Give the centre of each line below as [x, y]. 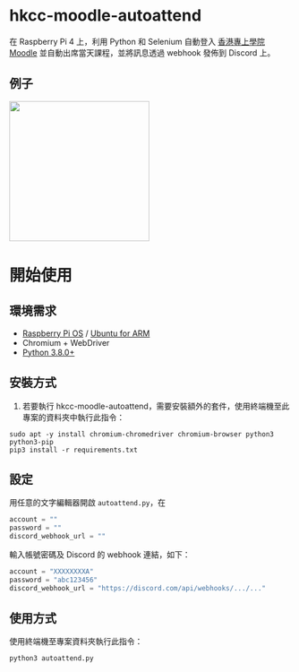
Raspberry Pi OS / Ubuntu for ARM [86, 333]
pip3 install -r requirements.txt [74, 450]
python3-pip [31, 442]
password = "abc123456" [54, 580]
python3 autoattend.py [51, 659]
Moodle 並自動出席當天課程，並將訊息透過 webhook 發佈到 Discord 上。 [142, 52]
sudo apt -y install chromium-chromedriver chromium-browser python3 [142, 434]
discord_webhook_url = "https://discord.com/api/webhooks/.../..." [138, 588]
